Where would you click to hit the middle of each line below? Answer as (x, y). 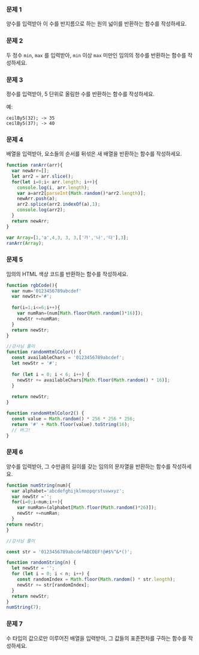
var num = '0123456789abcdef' (47, 291)
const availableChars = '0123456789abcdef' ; (68, 358)
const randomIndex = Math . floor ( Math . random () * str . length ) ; (96, 580)
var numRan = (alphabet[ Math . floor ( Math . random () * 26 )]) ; (87, 508)
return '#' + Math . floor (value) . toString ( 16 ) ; (71, 424)
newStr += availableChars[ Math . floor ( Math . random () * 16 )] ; (94, 380)
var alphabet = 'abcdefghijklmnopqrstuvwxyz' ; (68, 491)
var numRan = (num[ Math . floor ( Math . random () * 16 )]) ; (80, 313)
